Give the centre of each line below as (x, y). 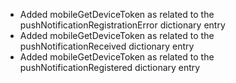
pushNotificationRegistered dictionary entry (110, 67)
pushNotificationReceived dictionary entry (107, 46)
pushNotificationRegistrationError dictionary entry (122, 25)
